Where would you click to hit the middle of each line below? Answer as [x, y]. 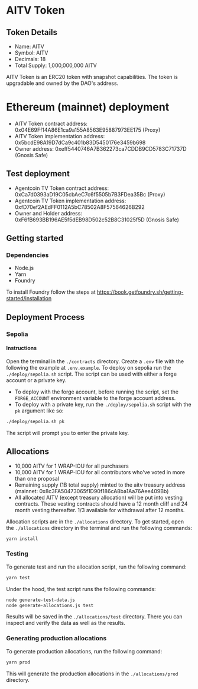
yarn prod [18, 662]
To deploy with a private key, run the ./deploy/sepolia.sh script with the [103, 404]
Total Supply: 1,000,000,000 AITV [56, 65]
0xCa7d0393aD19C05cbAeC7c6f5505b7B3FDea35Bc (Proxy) [90, 194]
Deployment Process [46, 317]
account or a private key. [36, 380]
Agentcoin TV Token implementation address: [70, 201]
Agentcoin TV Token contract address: [62, 188]
